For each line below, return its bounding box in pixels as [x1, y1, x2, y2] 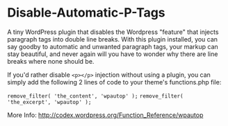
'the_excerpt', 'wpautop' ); [7, 98, 92, 105]
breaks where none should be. [7, 57, 95, 65]
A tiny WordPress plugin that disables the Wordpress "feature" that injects [7, 28, 219, 36]
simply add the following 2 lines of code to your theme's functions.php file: [7, 78, 222, 86]
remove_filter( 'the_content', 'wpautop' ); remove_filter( [7, 92, 184, 100]
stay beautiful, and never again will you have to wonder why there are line [7, 50, 218, 58]
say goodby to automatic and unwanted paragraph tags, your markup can [7, 42, 219, 51]
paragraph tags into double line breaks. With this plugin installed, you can [7, 35, 218, 43]
